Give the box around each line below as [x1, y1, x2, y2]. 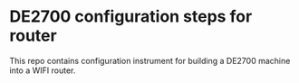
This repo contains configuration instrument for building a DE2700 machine [9, 55, 291, 66]
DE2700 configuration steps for [9, 6, 253, 27]
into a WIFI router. [9, 65, 76, 76]
